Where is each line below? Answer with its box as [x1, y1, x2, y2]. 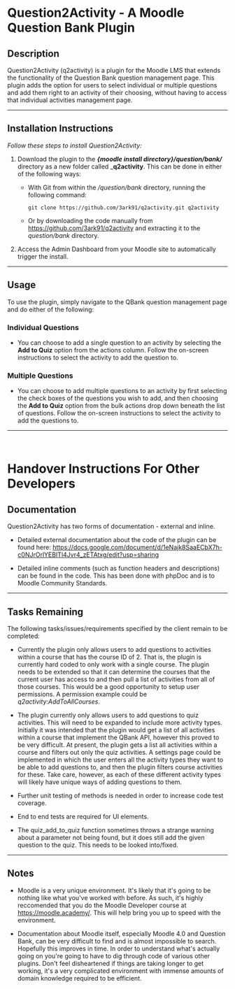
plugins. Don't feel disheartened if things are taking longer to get [17, 959, 204, 967]
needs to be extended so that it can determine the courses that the [17, 668, 211, 676]
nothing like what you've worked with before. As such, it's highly [17, 893, 204, 902]
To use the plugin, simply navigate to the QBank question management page [7, 297, 227, 306]
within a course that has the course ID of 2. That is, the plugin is [17, 653, 201, 662]
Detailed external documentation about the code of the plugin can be [17, 536, 217, 544]
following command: [27, 190, 87, 199]
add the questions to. [17, 416, 79, 425]
